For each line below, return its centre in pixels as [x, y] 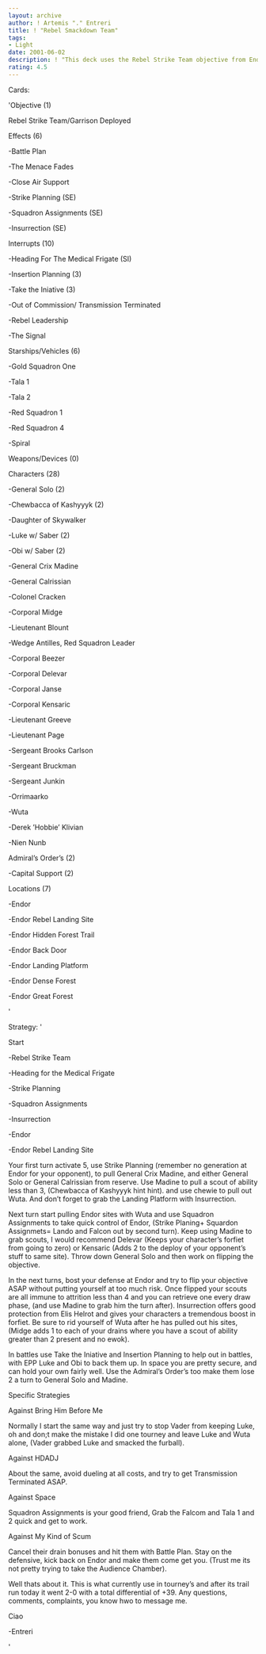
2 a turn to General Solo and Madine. [68, 1380]
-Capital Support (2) [41, 873]
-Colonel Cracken [37, 596]
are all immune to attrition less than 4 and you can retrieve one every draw [129, 1296]
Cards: [19, 90]
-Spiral [19, 443]
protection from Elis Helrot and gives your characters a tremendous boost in [132, 1314]
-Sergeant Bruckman [42, 765]
